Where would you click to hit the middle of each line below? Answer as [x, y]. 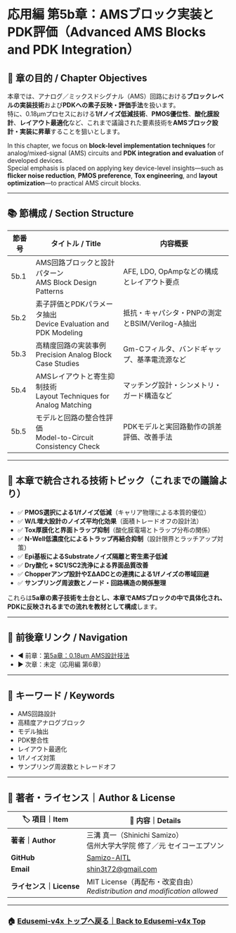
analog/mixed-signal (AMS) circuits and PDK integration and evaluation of [116, 153]
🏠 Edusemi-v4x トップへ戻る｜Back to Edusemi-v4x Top [106, 921]
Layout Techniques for [73, 396]
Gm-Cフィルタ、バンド [162, 348]
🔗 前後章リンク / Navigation [67, 638]
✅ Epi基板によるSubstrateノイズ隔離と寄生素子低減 [92, 556]
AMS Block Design [66, 282]
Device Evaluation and [72, 324]
